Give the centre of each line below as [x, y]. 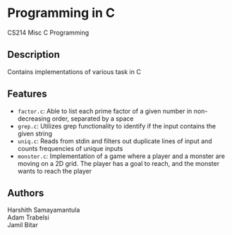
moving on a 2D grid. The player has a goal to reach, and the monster [118, 163]
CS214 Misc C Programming [48, 32]
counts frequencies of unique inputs [70, 148]
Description [33, 55]
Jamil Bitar [23, 225]
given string [35, 133]
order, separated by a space [93, 119]
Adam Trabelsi [28, 217]
